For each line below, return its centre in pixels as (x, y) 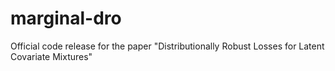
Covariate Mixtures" (51, 56)
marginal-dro (66, 18)
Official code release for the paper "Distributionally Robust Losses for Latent (167, 46)
